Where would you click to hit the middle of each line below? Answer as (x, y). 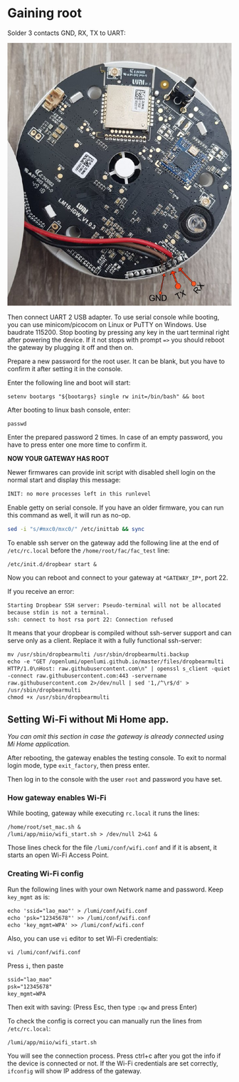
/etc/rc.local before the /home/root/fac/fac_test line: (89, 550)
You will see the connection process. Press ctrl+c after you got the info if (114, 1056)
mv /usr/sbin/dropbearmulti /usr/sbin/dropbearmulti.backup (99, 654)
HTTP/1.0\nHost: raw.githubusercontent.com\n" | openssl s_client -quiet (119, 669)
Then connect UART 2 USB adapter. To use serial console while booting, (113, 317)
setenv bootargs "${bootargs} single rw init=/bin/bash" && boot (106, 397)
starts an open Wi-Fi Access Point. (58, 855)
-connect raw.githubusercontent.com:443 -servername (87, 676)
